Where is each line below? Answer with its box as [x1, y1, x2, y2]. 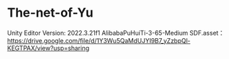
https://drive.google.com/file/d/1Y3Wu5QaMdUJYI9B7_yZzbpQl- [7, 36, 191, 44]
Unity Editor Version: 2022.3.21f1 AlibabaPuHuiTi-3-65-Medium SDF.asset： [7, 28, 225, 37]
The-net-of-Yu [7, 5, 93, 21]
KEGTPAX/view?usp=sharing [7, 44, 90, 52]
